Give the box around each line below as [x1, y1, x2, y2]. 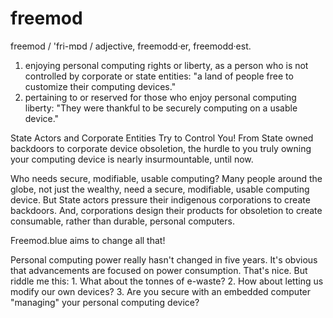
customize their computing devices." [24, 80, 177, 92]
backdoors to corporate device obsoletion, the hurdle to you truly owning [10, 142, 312, 154]
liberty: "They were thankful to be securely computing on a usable [24, 102, 298, 114]
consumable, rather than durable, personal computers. [10, 215, 235, 227]
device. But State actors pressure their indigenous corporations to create [10, 193, 311, 206]
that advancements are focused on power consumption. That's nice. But [10, 264, 308, 276]
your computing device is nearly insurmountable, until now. [10, 153, 254, 165]
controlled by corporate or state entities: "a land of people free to [24, 70, 294, 82]
